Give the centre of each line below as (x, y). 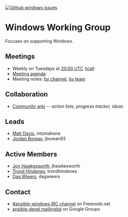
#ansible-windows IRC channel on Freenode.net (61, 204)
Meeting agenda (29, 73)
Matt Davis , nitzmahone (36, 133)
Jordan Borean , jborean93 (39, 139)
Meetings (20, 57)
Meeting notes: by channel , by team (49, 79)
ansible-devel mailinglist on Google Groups (56, 209)
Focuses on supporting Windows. (39, 41)
